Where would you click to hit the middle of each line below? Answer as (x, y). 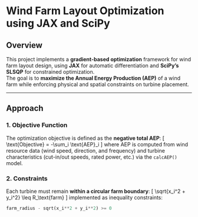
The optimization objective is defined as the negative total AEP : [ (85, 138)
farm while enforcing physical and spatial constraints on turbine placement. (98, 84)
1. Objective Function (37, 125)
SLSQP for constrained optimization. (50, 72)
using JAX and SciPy (58, 23)
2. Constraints (27, 178)
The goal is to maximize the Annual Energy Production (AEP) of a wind (93, 78)
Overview (24, 45)
